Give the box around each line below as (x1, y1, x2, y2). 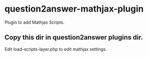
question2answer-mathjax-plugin (4, 3, 144, 14)
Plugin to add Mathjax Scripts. (4, 19, 65, 25)
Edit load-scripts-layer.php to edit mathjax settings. (4, 46, 107, 52)
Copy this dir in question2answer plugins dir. (4, 33, 144, 42)
